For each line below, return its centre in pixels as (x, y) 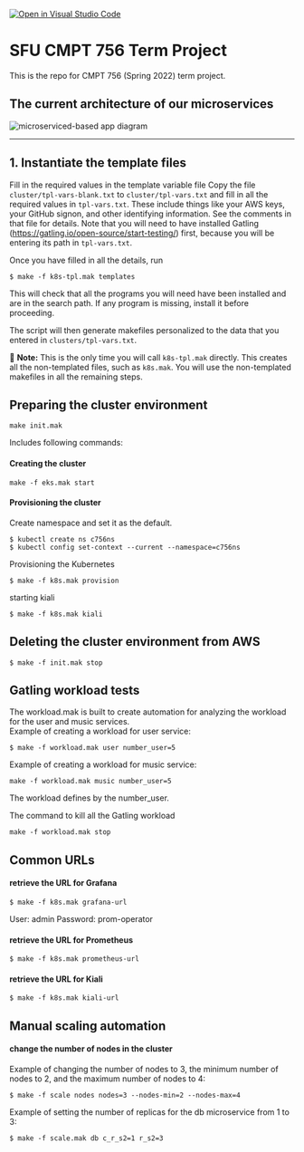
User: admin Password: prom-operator (81, 919)
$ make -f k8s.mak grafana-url (68, 902)
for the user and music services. (70, 722)
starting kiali (32, 597)
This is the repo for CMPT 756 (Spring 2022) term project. (118, 75)
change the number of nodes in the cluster (91, 1049)
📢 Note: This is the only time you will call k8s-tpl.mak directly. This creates (148, 357)
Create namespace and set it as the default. (91, 523)
